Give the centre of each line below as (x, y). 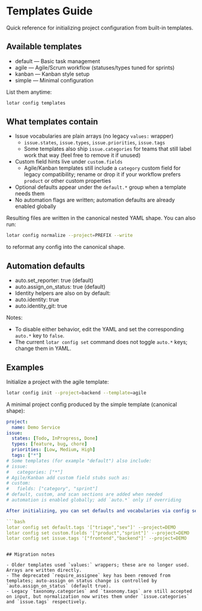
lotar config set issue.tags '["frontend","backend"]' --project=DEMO (96, 539)
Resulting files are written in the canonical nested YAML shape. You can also (101, 218)
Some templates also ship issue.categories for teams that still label (108, 149)
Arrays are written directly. (44, 570)
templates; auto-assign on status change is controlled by (82, 581)
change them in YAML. (43, 348)
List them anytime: (29, 92)
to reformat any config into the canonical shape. (66, 247)
